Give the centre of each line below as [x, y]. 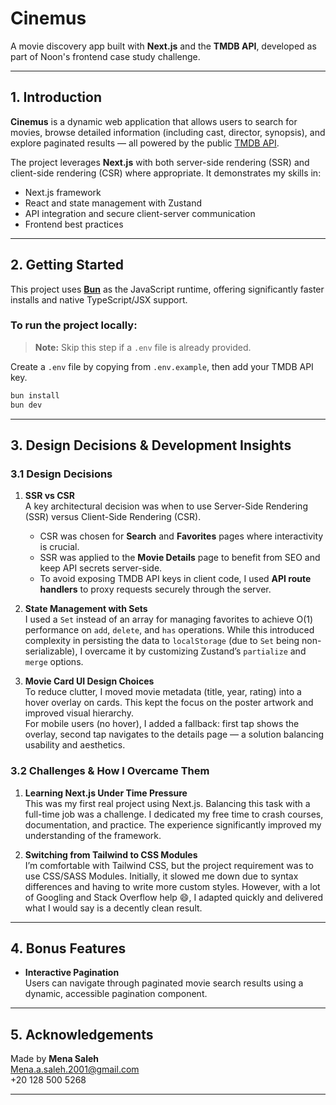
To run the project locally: [74, 325]
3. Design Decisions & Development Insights [151, 445]
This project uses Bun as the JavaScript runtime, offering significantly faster [167, 289]
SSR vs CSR [49, 496]
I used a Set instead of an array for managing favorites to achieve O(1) [169, 619]
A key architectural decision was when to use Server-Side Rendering [166, 506]
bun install [35, 395]
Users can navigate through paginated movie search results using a [164, 983]
